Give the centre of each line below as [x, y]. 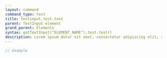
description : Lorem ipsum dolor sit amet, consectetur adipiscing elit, [82, 37]
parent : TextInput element [33, 23]
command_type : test [25, 14]
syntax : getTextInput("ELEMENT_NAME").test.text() [59, 32]
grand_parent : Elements [30, 28]
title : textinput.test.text [34, 19]
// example [16, 50]
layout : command [22, 10]
